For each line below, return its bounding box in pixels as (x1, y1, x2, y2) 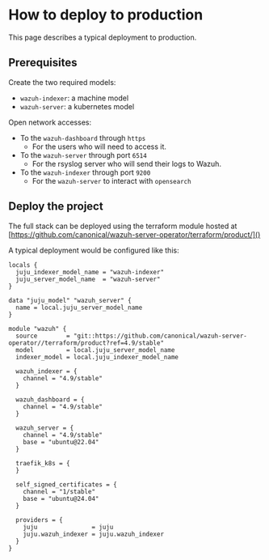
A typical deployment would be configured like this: (8, 245, 179, 255)
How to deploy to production (8, 6, 204, 24)
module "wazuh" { (8, 325, 67, 333)
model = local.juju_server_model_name (15, 346, 175, 354)
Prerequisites (8, 56, 78, 70)
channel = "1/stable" (23, 487, 95, 495)
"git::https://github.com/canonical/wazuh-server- (73, 332, 248, 340)
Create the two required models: (8, 77, 116, 87)
